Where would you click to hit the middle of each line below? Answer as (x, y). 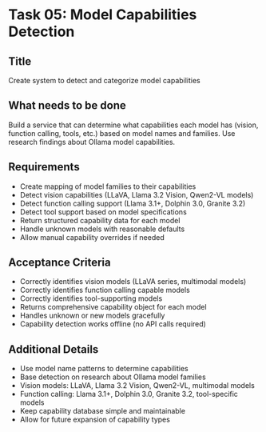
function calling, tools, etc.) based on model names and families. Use (122, 133)
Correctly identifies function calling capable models (105, 290)
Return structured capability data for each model (100, 220)
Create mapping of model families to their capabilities (108, 186)
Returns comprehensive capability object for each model (113, 307)
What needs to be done (67, 106)
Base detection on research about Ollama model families (113, 377)
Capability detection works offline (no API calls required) (113, 324)
